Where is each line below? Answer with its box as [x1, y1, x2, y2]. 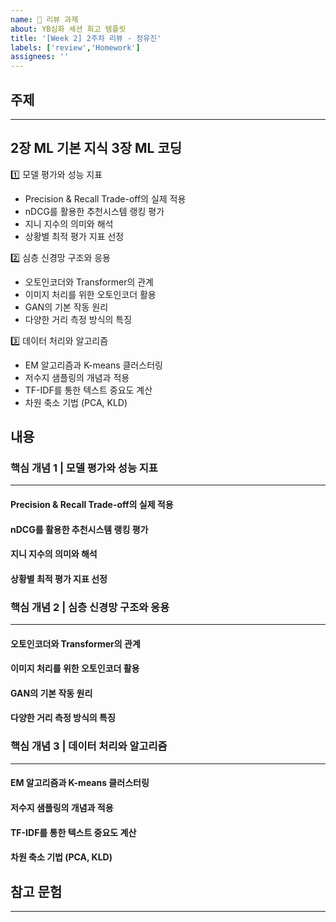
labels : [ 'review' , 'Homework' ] [10, 42, 141, 53]
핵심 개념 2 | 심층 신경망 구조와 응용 [10, 600, 170, 614]
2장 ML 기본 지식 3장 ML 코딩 [10, 140, 183, 157]
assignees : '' [10, 52, 70, 62]
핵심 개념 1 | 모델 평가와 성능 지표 [10, 461, 158, 475]
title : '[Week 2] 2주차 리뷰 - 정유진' [10, 33, 162, 43]
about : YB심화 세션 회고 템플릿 [10, 24, 127, 34]
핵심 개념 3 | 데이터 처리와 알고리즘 [10, 739, 168, 753]
